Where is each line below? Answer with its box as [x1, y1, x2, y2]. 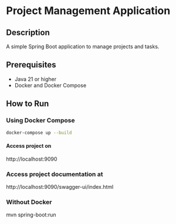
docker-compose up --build [6, 130, 72, 135]
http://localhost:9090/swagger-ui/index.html [6, 183, 114, 190]
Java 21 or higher [14, 75, 57, 83]
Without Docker [6, 198, 52, 206]
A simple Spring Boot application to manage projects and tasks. [6, 43, 160, 50]
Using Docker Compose [6, 116, 75, 124]
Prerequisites [6, 60, 56, 70]
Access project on [6, 142, 52, 149]
